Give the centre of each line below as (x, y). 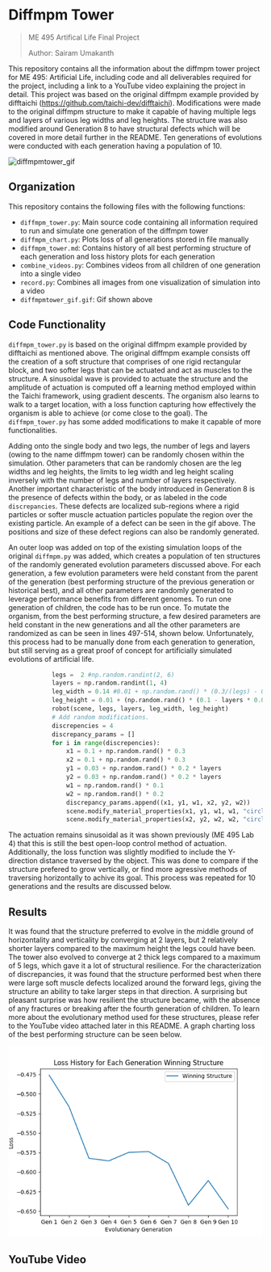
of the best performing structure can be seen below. (95, 1034)
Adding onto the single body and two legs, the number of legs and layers (129, 445)
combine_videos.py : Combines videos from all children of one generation (140, 265)
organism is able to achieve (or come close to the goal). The (108, 413)
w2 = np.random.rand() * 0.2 (115, 794)
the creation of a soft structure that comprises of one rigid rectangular (125, 361)
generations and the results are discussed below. (90, 887)
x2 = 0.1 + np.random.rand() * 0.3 (125, 760)
